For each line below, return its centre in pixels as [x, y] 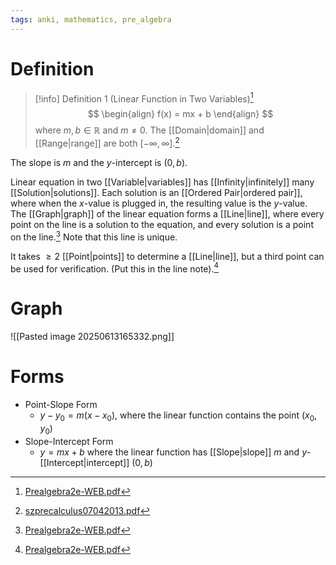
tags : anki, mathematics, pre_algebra [91, 19]
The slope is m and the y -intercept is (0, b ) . [99, 162]
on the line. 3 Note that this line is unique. [94, 236]
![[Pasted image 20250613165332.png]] [92, 337]
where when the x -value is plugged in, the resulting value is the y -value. [159, 203]
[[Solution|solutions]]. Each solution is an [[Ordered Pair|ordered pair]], [156, 192]
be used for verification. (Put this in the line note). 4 [115, 268]
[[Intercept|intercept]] [84, 462]
